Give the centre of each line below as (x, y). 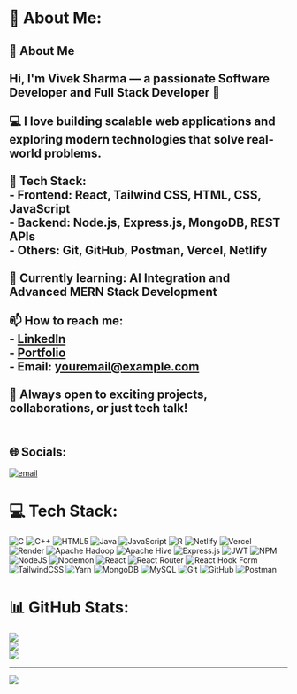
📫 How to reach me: (66, 320)
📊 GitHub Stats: (69, 607)
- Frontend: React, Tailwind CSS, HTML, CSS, (135, 195)
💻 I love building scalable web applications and (142, 121)
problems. (72, 153)
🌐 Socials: (38, 452)
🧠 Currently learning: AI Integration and (120, 278)
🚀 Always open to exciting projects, (108, 394)
